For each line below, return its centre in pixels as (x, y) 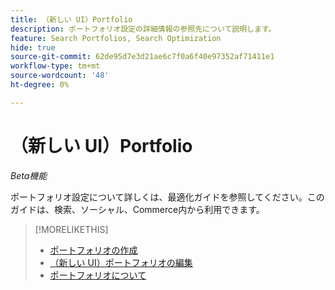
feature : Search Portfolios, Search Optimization (116, 38)
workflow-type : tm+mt (55, 66)
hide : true (33, 47)
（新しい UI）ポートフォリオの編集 (121, 262)
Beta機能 (29, 175)
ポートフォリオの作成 (93, 250)
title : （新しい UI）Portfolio (71, 19)
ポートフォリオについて (98, 275)
